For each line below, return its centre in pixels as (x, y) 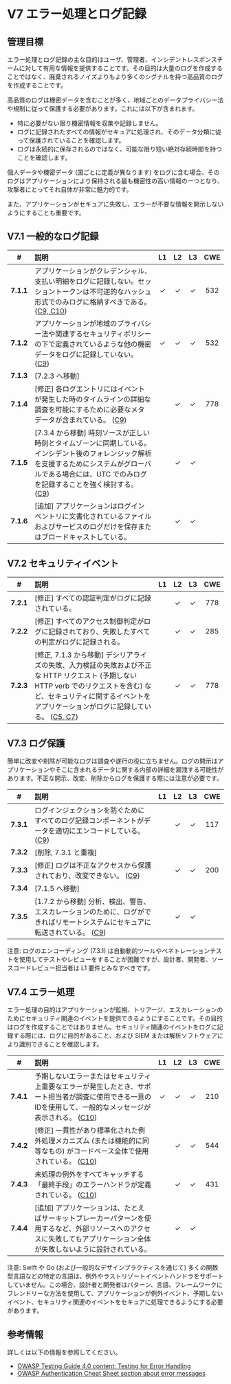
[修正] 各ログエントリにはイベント (90, 388)
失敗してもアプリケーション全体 (99, 1239)
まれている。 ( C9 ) (98, 419)
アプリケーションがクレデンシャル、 (93, 271)
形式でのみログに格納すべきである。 (92, 302)
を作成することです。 (37, 85)
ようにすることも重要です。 (46, 213)
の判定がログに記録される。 (79, 642)
